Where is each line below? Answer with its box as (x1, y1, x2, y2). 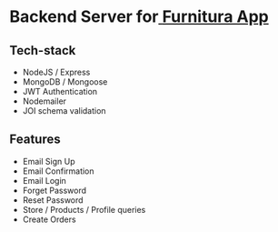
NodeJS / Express (22, 66, 91, 77)
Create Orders (22, 214, 76, 225)
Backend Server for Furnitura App (9, 6, 270, 27)
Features (9, 132, 61, 147)
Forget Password (22, 185, 86, 196)
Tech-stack (9, 43, 76, 58)
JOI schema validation (22, 106, 106, 116)
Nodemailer (22, 96, 66, 106)
